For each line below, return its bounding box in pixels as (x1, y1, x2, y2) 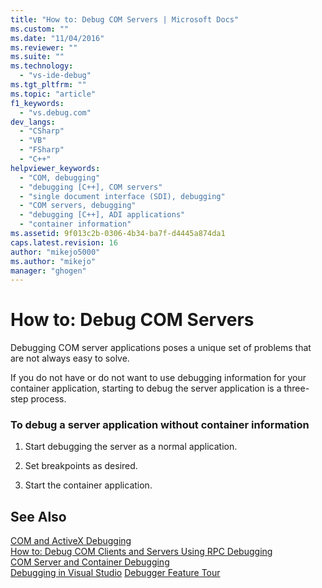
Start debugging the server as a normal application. (24, 441, 238, 453)
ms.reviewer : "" (10, 42, 78, 53)
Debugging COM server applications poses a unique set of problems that (10, 342, 312, 354)
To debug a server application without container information (10, 418, 310, 432)
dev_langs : (10, 117, 56, 127)
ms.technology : (10, 61, 74, 71)
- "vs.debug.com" (19, 107, 92, 118)
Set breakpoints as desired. (24, 460, 138, 472)
